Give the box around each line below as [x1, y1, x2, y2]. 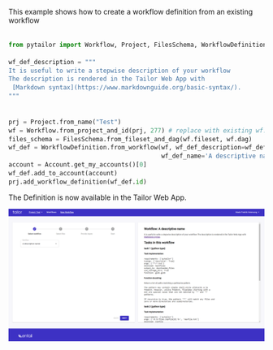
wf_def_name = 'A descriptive [161, 152, 256, 161]
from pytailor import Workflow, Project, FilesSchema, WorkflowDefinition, [8, 41, 271, 49]
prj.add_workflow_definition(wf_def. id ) [8, 178, 148, 186]
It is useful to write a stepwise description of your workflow [8, 67, 231, 75]
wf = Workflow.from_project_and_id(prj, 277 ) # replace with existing [8, 126, 253, 135]
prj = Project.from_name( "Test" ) [8, 118, 122, 126]
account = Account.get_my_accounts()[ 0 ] [8, 161, 148, 169]
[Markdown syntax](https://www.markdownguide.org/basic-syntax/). [11, 84, 242, 92]
